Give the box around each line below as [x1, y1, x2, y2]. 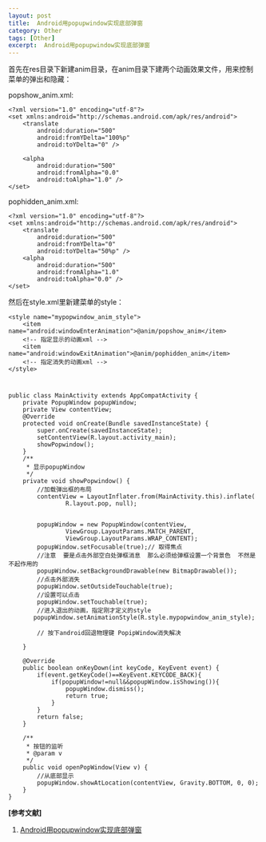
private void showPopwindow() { [22, 477, 130, 485]
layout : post [8, 11, 52, 20]
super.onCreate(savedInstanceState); [37, 427, 162, 435]
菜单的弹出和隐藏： [8, 74, 72, 84]
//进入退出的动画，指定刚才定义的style [37, 607, 152, 615]
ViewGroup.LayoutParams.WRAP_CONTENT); [65, 535, 198, 543]
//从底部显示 [37, 772, 74, 780]
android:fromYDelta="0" [37, 241, 116, 249]
